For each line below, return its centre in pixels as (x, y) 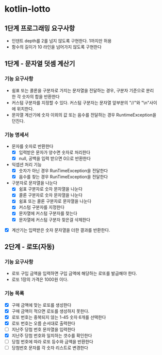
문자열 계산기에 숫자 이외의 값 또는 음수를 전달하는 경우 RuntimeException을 (84, 115)
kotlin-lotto (27, 9)
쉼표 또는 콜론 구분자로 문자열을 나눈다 (55, 201)
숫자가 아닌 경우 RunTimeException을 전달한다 (63, 171)
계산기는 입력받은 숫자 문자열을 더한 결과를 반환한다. (61, 230)
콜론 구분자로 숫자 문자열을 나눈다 (51, 195)
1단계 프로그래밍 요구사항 (40, 28)
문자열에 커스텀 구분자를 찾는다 (48, 214)
